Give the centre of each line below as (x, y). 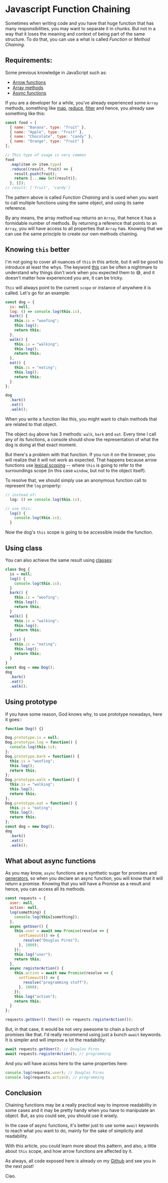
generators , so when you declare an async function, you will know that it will (84, 878)
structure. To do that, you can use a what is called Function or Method (78, 39)
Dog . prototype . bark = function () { (42, 756)
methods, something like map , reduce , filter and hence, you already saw (80, 108)
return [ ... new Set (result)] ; (46, 179)
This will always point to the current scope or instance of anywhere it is (78, 287)
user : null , (22, 903)
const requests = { (26, 898)
